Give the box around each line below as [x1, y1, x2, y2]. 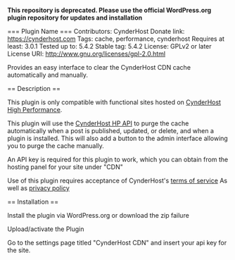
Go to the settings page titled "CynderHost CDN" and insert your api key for [7, 239, 227, 247]
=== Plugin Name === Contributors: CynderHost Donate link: [7, 27, 185, 35]
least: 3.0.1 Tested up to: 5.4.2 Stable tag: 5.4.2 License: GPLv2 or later [7, 42, 212, 50]
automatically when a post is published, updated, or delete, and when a [7, 127, 215, 135]
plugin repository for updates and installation [7, 13, 143, 22]
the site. [7, 246, 31, 254]
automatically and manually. [7, 70, 89, 79]
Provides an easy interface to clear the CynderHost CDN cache [7, 63, 191, 71]
